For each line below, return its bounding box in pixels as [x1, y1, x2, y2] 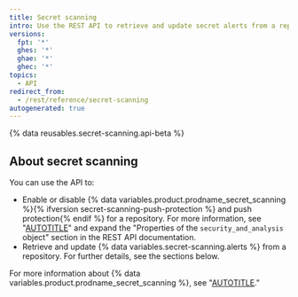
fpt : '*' [17, 37, 50, 47]
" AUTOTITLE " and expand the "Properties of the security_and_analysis [21, 223, 284, 233]
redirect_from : [9, 87, 66, 96]
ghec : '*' [17, 63, 53, 72]
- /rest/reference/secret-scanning [17, 95, 149, 105]
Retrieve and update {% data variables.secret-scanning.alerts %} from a [21, 241, 286, 253]
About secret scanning [9, 153, 139, 168]
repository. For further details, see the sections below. [21, 251, 220, 262]
